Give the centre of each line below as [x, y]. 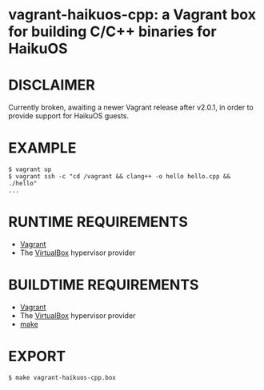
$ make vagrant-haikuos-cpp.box [62, 377]
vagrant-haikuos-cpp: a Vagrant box [132, 15]
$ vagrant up [30, 169]
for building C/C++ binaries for [113, 32]
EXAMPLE [42, 148]
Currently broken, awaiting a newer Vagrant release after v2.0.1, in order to [131, 107]
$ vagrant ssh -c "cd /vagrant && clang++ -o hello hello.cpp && [119, 177]
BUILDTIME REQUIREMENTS [104, 285]
